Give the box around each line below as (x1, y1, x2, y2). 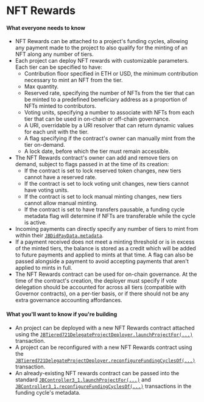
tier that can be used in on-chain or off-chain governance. (24, 115, 171, 122)
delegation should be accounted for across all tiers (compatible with (15, 284, 186, 291)
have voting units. (24, 186, 69, 194)
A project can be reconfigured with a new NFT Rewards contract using (15, 344, 192, 351)
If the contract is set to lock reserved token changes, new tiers (24, 167, 181, 174)
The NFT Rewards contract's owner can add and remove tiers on (15, 154, 178, 161)
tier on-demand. (24, 141, 65, 149)
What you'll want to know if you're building (6, 310, 118, 317)
